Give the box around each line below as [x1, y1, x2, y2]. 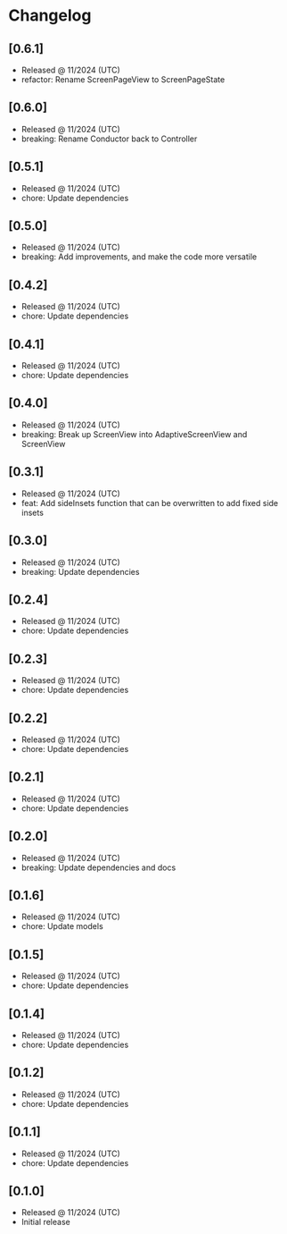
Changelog [8, 5, 92, 26]
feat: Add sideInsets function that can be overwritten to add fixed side [20, 497, 279, 508]
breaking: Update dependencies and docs [20, 862, 176, 873]
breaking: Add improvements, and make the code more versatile [20, 251, 258, 262]
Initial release [20, 1217, 70, 1228]
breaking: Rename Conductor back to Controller [20, 133, 198, 144]
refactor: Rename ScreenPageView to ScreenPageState [20, 74, 225, 85]
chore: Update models [20, 921, 103, 932]
